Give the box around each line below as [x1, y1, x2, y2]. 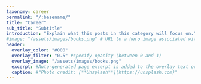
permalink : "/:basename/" [6, 14, 71, 20]
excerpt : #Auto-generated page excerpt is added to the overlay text [11, 63, 188, 70]
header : [6, 42, 26, 48]
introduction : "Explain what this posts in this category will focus [6, 31, 184, 37]
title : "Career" [6, 20, 47, 25]
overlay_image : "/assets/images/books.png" [11, 58, 121, 64]
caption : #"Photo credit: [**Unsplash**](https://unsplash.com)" [11, 69, 178, 75]
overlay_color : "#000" [11, 47, 68, 53]
